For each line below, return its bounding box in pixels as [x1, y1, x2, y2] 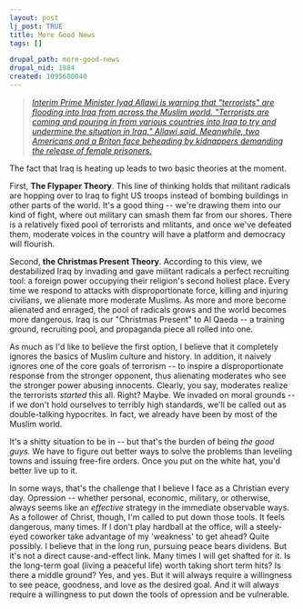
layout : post [9, 13, 59, 23]
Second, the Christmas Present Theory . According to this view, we [9, 255, 263, 266]
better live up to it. [9, 464, 78, 475]
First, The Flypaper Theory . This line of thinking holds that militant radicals [9, 180, 291, 191]
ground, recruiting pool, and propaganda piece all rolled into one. [9, 324, 254, 334]
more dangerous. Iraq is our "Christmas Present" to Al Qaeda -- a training [9, 314, 285, 324]
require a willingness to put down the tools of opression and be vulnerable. [9, 588, 289, 600]
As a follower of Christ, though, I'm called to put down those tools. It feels [9, 511, 285, 523]
